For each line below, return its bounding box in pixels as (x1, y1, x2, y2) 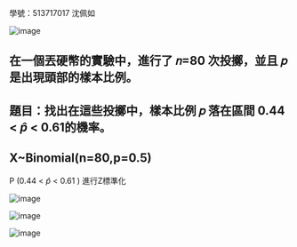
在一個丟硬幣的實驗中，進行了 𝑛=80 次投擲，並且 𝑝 (9, 53, 288, 68)
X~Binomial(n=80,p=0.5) (9, 150, 152, 166)
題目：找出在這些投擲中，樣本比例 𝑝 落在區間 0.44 (9, 103, 285, 118)
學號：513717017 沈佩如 (9, 8, 96, 18)
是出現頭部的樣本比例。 (9, 70, 138, 85)
